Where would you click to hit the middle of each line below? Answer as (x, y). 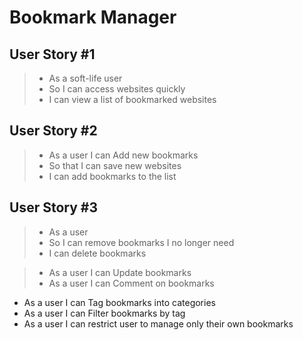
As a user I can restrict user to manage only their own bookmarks (158, 323)
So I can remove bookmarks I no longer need (141, 242)
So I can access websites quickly (117, 89)
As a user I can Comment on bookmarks (131, 283)
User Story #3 (53, 207)
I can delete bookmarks (97, 253)
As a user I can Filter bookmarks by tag (104, 313)
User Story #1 (52, 54)
